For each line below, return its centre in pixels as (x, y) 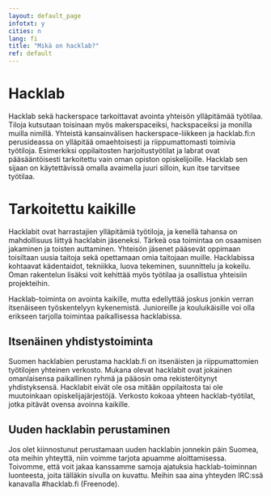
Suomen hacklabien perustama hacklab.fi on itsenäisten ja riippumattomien (133, 361)
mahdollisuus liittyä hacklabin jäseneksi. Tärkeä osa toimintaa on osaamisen (135, 240)
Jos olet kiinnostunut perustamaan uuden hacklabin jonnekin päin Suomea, (133, 449)
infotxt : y (27, 24)
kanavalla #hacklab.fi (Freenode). (64, 484)
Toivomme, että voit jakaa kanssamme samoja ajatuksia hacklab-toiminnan (133, 466)
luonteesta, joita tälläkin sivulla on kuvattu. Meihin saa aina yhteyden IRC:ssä (136, 475)
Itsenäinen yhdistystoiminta (81, 342)
